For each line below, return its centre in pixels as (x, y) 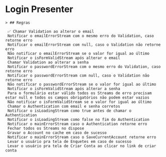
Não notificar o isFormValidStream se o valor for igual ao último (79, 102)
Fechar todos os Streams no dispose (46, 128)
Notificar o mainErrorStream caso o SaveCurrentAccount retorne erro (82, 137)
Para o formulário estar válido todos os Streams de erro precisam (79, 93)
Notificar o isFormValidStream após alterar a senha (64, 89)
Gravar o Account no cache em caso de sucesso (57, 133)
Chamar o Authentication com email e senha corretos (64, 106)
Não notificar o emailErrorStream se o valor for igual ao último (78, 53)
